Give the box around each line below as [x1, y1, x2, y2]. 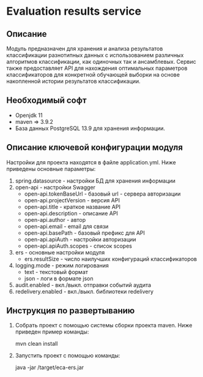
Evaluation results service [6, 4, 142, 18]
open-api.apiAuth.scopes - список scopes [24, 242, 133, 249]
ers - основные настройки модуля [15, 248, 105, 256]
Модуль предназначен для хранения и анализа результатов [6, 45, 163, 52]
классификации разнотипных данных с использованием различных [6, 51, 184, 59]
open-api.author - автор [24, 216, 86, 223]
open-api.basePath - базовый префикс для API [24, 229, 146, 237]
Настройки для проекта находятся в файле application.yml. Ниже [6, 158, 176, 166]
